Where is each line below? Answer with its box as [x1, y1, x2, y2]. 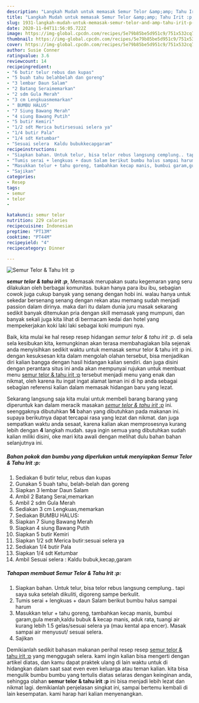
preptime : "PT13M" [6, 229, 52, 235]
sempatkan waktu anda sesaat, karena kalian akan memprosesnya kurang [6, 420, 187, 428]
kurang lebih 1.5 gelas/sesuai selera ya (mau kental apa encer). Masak [15, 622, 187, 630]
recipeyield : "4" [6, 239, 50, 246]
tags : [6, 185, 20, 191]
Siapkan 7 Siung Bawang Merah [15, 518, 93, 525]
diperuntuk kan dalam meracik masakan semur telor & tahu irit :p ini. [6, 402, 173, 409]
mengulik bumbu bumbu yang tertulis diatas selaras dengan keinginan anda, [6, 672, 193, 679]
